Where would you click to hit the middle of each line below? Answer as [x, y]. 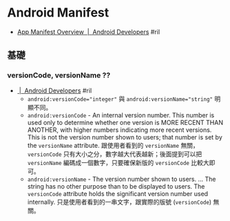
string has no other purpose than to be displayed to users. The [116, 186]
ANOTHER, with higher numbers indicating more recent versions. [119, 130]
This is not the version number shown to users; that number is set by [125, 137]
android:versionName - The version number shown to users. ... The [122, 179]
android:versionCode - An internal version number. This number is [121, 115]
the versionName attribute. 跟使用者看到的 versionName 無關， [113, 145]
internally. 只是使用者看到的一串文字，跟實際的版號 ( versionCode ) [119, 202]
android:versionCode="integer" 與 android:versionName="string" [120, 99]
